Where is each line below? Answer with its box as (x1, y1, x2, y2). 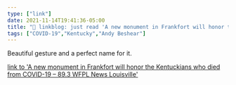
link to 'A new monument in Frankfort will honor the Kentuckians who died (7, 63, 221, 71)
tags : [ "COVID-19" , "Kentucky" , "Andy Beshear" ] (7, 30, 146, 37)
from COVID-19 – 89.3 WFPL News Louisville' (7, 70, 138, 79)
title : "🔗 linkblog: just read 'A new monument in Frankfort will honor (7, 23, 225, 30)
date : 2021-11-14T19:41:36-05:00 (7, 17, 105, 24)
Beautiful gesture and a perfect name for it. (7, 49, 132, 58)
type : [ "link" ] (7, 10, 52, 18)
